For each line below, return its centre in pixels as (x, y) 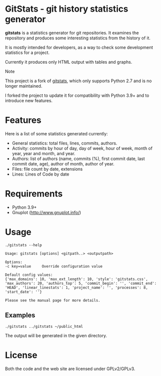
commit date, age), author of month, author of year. (63, 163)
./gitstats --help (23, 245)
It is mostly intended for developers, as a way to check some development (79, 47)
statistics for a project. (27, 53)
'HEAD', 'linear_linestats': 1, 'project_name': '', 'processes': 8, (77, 287)
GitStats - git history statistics (67, 9)
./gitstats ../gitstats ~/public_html (44, 326)
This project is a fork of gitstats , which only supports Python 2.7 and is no (79, 81)
